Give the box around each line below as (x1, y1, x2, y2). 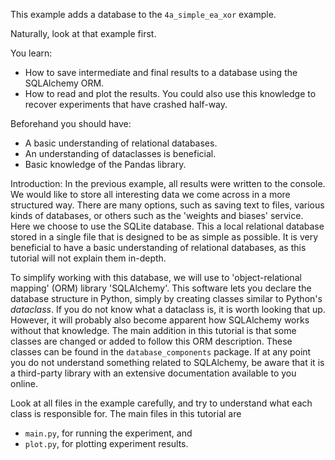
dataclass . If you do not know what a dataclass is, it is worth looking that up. (10, 304, 326, 315)
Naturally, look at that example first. (10, 28, 157, 39)
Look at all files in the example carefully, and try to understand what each (10, 397, 313, 409)
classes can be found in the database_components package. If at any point (10, 346, 312, 358)
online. (10, 378, 38, 389)
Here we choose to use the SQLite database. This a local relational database (10, 220, 325, 232)
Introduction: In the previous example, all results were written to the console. (10, 178, 326, 189)
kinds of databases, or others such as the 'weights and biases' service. (10, 210, 304, 221)
